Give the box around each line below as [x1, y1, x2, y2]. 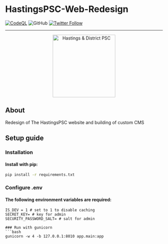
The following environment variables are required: [5, 196, 111, 202]
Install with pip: [5, 161, 38, 167]
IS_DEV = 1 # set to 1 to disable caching [5, 207, 95, 213]
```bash [5, 229, 21, 234]
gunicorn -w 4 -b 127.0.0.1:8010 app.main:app [5, 234, 104, 239]
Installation [5, 149, 33, 156]
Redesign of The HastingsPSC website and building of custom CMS [5, 119, 144, 125]
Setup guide [5, 134, 44, 142]
